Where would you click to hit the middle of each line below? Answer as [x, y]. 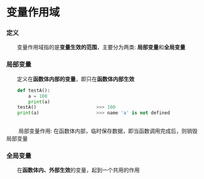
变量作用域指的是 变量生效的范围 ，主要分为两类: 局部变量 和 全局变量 [101, 47]
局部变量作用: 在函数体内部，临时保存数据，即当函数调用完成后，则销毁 [108, 131]
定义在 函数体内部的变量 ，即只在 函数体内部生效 [76, 79]
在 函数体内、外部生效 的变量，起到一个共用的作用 [79, 170]
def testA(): [34, 90]
